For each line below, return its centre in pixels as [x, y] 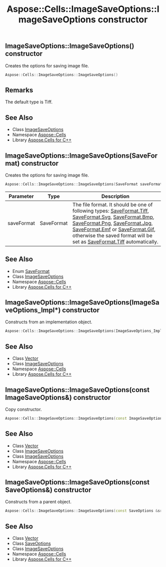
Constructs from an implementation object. [49, 322]
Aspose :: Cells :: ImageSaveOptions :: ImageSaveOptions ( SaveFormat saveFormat [84, 184]
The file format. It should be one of [113, 205]
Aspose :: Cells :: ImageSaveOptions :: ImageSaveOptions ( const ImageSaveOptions [85, 418]
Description [115, 196]
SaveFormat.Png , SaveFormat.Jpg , [113, 223]
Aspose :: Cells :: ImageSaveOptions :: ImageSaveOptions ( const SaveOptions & [82, 511]
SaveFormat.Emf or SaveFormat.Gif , [114, 229]
